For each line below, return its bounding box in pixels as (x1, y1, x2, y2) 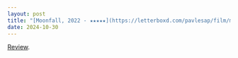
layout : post (7, 10, 46, 18)
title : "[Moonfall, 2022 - (7, 17, 87, 24)
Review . (7, 43, 30, 52)
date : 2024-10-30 (7, 23, 59, 30)
